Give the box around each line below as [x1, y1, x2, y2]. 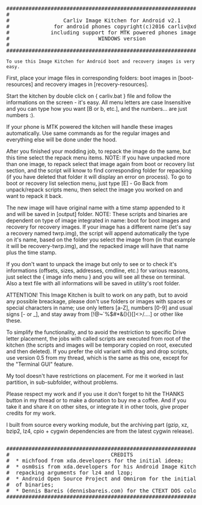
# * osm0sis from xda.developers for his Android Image [6, 463, 178, 470]
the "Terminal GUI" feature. [6, 361, 74, 368]
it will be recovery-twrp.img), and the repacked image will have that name [6, 243, 189, 249]
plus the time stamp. [6, 249, 57, 256]
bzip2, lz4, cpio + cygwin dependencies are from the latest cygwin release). [6, 427, 194, 435]
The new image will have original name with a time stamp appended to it [6, 204, 185, 211]
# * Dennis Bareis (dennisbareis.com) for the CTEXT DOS [6, 488, 181, 494]
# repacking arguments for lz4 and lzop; [6, 469, 133, 476]
